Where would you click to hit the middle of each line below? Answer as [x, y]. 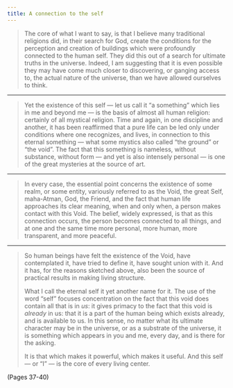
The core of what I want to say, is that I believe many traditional [114, 33]
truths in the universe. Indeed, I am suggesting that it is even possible [123, 62]
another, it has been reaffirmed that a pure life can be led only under [122, 127]
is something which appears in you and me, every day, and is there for [124, 335]
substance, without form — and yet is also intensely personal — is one [124, 156]
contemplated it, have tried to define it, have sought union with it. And [123, 263]
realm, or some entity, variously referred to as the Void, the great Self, [124, 191]
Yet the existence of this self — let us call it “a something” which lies [122, 105]
